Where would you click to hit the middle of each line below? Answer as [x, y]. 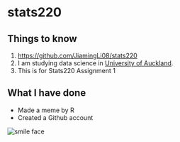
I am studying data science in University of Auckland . [95, 63]
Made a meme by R [46, 110]
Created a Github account [55, 117]
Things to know [42, 39]
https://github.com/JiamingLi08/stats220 [78, 55]
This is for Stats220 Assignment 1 [66, 71]
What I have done [47, 93]
